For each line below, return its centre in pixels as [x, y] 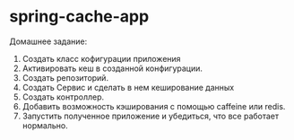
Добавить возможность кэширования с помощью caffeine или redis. [154, 106]
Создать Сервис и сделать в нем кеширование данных [128, 87]
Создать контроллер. [63, 97]
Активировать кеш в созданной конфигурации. [112, 68]
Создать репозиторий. [65, 77]
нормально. [45, 125]
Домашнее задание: [48, 41]
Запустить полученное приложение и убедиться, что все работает [151, 116]
